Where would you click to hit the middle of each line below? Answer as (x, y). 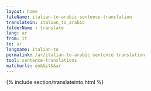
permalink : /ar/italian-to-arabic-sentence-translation (75, 55)
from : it (17, 38)
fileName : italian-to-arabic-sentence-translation (69, 17)
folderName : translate (35, 28)
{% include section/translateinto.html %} (55, 82)
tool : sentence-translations (42, 60)
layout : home (22, 11)
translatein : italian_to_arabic (45, 22)
